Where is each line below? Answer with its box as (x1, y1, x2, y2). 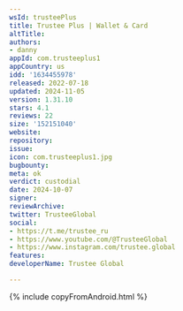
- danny (9, 46, 38, 55)
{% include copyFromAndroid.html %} (9, 291, 148, 301)
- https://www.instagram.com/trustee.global (9, 243, 176, 252)
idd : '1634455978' (9, 71, 77, 80)
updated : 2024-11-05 (9, 87, 86, 95)
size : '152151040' (9, 120, 77, 129)
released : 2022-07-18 (9, 79, 89, 87)
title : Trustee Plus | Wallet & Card (9, 21, 149, 30)
